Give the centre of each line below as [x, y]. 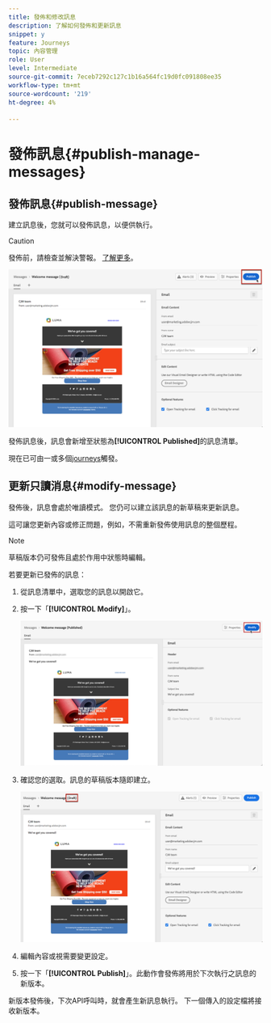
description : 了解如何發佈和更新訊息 [65, 25]
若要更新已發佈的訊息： [47, 574]
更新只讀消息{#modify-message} [93, 486]
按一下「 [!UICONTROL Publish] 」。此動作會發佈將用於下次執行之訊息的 [138, 973]
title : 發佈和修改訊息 [42, 17]
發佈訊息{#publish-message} [83, 203]
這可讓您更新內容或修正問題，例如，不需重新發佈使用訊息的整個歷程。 [125, 524]
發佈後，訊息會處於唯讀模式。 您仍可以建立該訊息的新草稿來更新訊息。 [126, 507]
